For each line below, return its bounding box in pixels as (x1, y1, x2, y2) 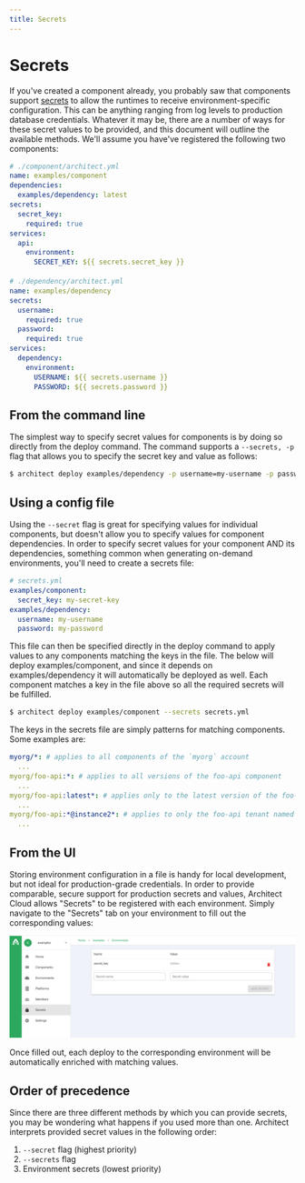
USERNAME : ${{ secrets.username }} (33, 373, 169, 382)
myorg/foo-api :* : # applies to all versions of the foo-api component (9, 771, 282, 781)
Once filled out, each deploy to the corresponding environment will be (9, 1047, 271, 1058)
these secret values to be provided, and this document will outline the (9, 124, 270, 135)
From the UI (9, 845, 76, 860)
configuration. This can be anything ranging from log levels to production (9, 105, 283, 115)
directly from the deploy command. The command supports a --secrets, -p (9, 441, 295, 452)
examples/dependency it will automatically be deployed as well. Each (9, 669, 269, 681)
